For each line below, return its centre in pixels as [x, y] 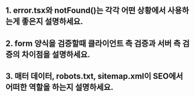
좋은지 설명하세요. [52, 21]
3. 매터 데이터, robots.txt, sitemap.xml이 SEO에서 [94, 76]
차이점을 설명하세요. [56, 54]
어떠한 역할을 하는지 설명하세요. [60, 87]
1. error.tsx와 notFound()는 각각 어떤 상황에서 [86, 11]
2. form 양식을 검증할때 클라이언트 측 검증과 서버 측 [93, 43]
